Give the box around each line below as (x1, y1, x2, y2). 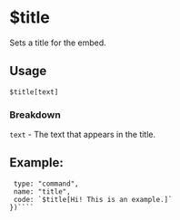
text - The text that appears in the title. (9, 129, 156, 140)
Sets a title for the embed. (9, 37, 106, 48)
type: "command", (13, 179, 79, 188)
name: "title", (13, 187, 71, 196)
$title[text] (9, 87, 59, 97)
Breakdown (9, 108, 61, 120)
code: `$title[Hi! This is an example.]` (13, 195, 173, 204)
